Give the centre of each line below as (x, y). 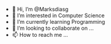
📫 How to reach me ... (40, 35)
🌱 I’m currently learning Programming (59, 22)
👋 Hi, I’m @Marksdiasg (40, 9)
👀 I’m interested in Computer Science (58, 15)
